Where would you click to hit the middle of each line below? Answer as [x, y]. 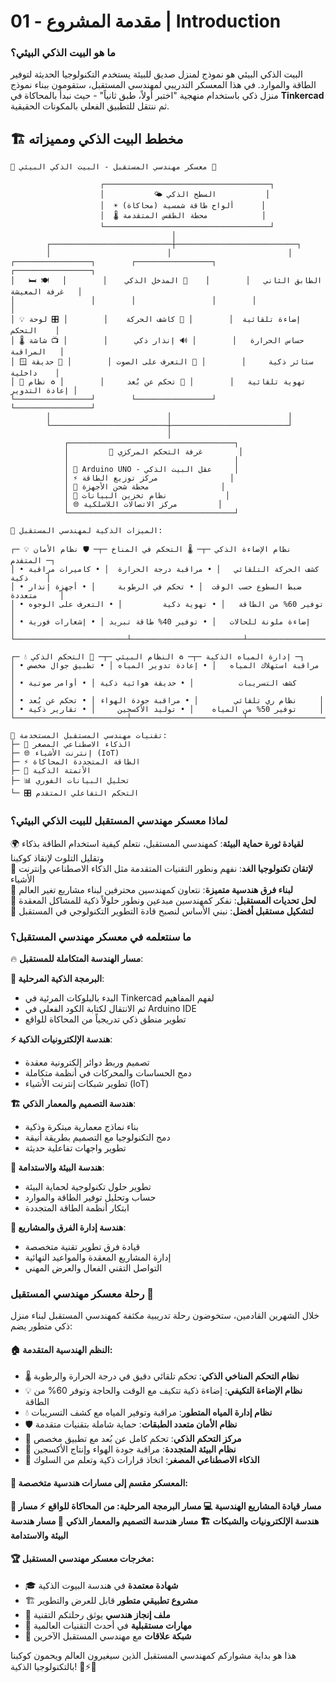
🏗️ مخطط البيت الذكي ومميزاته [97, 138]
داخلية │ [35, 373]
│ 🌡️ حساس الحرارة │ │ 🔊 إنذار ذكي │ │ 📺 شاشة [157, 341]
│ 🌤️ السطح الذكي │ [185, 195]
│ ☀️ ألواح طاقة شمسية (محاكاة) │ [183, 206]
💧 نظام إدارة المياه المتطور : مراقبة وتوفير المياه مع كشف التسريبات [148, 1412]
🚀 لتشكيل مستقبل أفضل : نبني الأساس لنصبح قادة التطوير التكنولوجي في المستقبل [162, 911]
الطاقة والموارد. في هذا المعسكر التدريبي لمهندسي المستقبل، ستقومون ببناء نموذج [163, 85]
